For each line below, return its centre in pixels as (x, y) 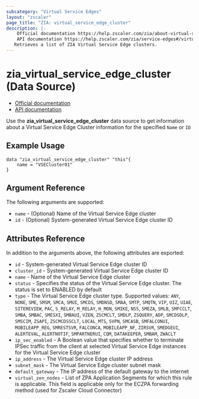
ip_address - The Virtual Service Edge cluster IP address (84, 359)
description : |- (26, 28)
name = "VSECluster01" (45, 165)
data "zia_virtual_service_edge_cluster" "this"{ (69, 159)
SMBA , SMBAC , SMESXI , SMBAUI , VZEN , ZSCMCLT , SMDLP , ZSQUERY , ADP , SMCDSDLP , (102, 315)
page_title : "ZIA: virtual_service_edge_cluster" (69, 23)
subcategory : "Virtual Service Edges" (54, 12)
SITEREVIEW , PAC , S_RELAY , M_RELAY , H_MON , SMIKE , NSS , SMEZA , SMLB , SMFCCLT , (103, 308)
